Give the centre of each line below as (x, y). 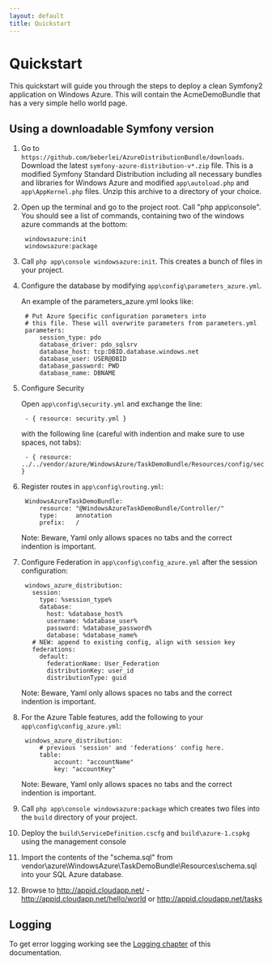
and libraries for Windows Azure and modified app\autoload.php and (135, 183)
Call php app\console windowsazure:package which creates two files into (140, 809)
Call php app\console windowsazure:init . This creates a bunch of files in (141, 261)
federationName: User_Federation (103, 664)
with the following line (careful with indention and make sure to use (133, 434)
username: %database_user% (92, 622)
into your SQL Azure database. (72, 875)
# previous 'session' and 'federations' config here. (132, 748)
